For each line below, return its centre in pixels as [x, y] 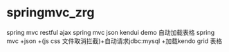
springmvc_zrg [51, 13]
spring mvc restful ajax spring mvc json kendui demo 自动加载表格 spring [111, 32]
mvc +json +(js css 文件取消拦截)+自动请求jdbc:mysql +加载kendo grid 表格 [114, 41]
